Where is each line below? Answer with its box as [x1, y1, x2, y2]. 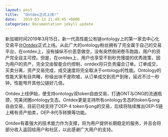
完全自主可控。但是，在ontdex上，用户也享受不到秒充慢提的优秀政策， [9, 55, 156, 61]
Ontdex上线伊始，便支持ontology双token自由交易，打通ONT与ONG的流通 [5, 91, 157, 97]
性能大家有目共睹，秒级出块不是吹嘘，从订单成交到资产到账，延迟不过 [5, 74, 151, 80]
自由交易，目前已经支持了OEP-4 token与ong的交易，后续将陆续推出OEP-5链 [5, 103, 163, 109]
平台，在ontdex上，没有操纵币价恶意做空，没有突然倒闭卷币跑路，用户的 [5, 48, 156, 54]
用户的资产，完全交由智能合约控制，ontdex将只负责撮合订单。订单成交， [9, 61, 161, 67]
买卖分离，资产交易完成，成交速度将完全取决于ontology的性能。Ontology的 [5, 67, 161, 74]
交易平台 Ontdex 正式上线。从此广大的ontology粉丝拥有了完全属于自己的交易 [5, 42, 162, 48]
